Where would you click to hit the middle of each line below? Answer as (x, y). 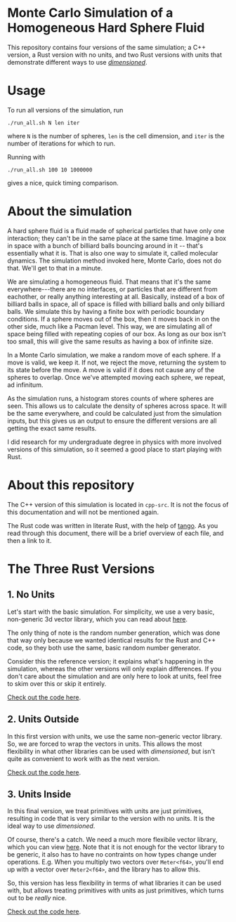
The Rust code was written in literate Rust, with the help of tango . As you (113, 525)
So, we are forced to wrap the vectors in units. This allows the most (105, 744)
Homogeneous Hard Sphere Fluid (106, 28)
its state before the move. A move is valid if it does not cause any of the (111, 369)
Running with (26, 157)
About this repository (71, 485)
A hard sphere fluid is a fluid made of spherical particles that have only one (116, 230)
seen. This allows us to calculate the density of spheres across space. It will (117, 406)
